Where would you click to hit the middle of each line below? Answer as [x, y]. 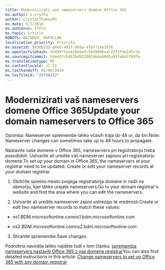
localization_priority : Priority [40, 43]
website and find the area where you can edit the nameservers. [78, 192]
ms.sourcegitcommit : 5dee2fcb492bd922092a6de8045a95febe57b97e [73, 56]
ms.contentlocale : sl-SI [31, 66]
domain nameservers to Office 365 [79, 121]
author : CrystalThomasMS [31, 19]
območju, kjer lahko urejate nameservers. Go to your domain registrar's [86, 187]
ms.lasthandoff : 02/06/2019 [35, 71]
